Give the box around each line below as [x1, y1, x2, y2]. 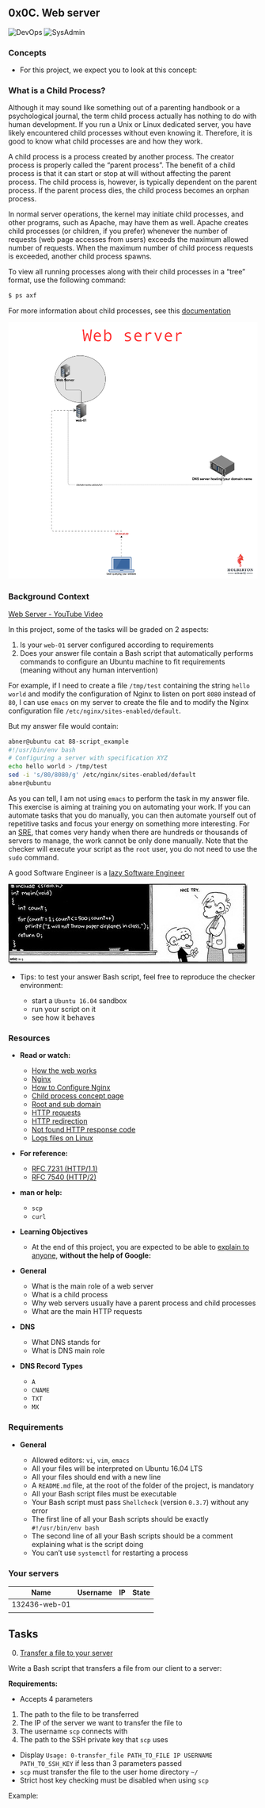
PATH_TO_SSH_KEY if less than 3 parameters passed [19, 1759, 182, 1768]
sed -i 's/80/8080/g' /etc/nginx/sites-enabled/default [8, 771, 196, 780]
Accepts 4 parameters [19, 1695, 93, 1704]
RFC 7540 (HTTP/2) [31, 1173, 97, 1182]
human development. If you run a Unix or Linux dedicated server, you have [8, 120, 252, 129]
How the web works [31, 1066, 97, 1075]
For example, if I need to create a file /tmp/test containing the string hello [8, 680, 251, 690]
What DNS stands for [31, 1338, 101, 1347]
